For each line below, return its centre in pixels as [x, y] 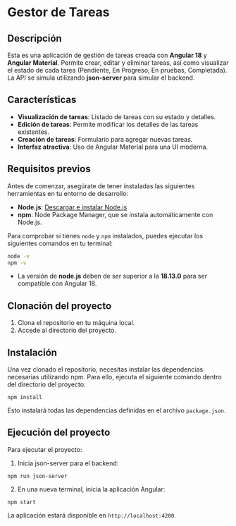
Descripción [35, 38]
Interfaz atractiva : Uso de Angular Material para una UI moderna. [113, 147]
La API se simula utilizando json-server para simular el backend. [101, 78]
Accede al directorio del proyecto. [67, 330]
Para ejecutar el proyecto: [45, 449]
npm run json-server [38, 476]
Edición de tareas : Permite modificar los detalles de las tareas [108, 124]
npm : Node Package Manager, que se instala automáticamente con [115, 214]
